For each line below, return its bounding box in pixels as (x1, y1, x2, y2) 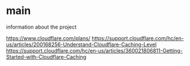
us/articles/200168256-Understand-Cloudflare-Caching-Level (6, 41, 157, 48)
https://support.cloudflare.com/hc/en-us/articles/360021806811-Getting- (6, 47, 183, 54)
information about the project (6, 23, 77, 30)
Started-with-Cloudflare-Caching (6, 53, 87, 60)
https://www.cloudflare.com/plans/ (6, 34, 91, 41)
